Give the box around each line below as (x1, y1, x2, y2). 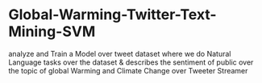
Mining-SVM (8, 22, 96, 41)
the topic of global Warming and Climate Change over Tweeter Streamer (8, 65, 248, 75)
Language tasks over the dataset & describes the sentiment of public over (8, 57, 254, 67)
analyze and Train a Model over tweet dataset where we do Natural (8, 49, 231, 58)
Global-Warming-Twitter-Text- (8, 6, 217, 24)
